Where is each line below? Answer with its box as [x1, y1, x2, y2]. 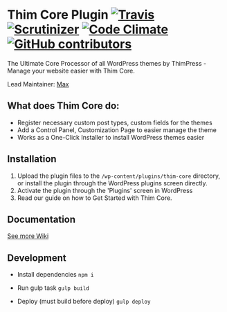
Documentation [7, 213, 76, 225]
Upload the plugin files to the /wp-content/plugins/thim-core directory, [17, 172, 220, 180]
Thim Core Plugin [7, 7, 109, 23]
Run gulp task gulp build [17, 284, 90, 292]
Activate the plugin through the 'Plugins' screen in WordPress [17, 186, 193, 194]
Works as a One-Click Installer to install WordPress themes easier [17, 133, 205, 141]
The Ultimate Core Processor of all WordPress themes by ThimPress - [7, 59, 206, 67]
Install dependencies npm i [17, 270, 94, 279]
